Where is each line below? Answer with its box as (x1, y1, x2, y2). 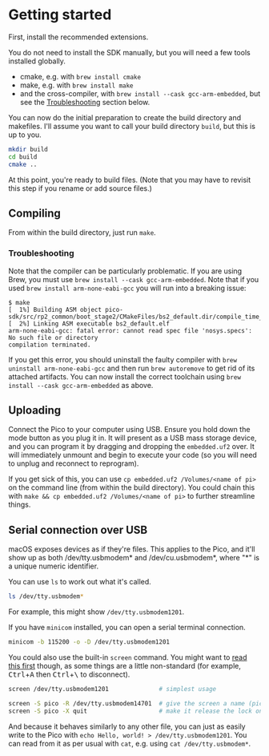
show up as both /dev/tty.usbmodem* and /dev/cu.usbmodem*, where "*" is (8, 553, 260, 563)
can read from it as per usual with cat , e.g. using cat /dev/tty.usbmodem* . (8, 738, 251, 748)
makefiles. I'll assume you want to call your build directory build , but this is (8, 121, 256, 131)
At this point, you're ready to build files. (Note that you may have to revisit (8, 175, 251, 184)
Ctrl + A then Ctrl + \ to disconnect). (8, 669, 130, 679)
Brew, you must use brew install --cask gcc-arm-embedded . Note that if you (8, 274, 259, 284)
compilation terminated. (8, 341, 91, 349)
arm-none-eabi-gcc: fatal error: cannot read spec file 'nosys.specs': (8, 326, 252, 334)
